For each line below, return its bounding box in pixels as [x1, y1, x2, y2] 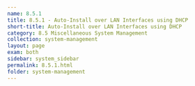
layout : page [7, 42, 45, 49]
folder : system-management [7, 68, 86, 75]
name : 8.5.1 [7, 10, 42, 17]
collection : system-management [7, 36, 98, 43]
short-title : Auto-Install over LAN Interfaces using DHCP [7, 23, 182, 30]
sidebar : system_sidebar [7, 55, 79, 62]
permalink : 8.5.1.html [7, 62, 73, 69]
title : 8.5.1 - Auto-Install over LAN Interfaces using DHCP [7, 17, 189, 24]
